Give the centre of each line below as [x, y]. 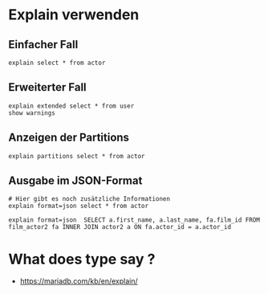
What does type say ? [82, 259]
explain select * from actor [57, 63]
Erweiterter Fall [47, 87]
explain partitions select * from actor [77, 156]
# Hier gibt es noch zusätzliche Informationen [89, 199]
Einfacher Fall [43, 45]
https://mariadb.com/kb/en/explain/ [79, 281]
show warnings [32, 113]
